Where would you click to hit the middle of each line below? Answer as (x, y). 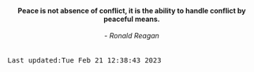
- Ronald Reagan (132, 36)
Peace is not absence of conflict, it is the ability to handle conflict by (132, 11)
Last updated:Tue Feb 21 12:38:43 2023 (84, 60)
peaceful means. (132, 19)
